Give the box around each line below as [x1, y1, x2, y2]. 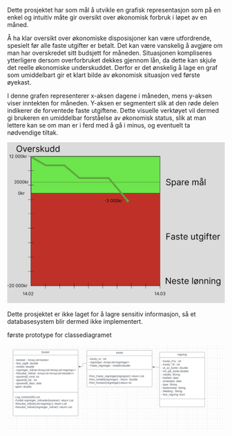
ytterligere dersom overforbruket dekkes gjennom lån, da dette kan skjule [7, 56, 216, 64]
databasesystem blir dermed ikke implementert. [7, 317, 143, 325]
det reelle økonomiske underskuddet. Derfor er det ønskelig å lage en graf [7, 64, 218, 71]
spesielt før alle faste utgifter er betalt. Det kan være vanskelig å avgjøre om [7, 42, 223, 49]
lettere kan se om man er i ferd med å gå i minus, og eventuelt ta [7, 121, 191, 129]
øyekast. [7, 78, 32, 86]
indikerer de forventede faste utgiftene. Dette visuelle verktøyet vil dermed [7, 107, 220, 114]
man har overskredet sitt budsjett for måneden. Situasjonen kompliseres [7, 49, 213, 57]
